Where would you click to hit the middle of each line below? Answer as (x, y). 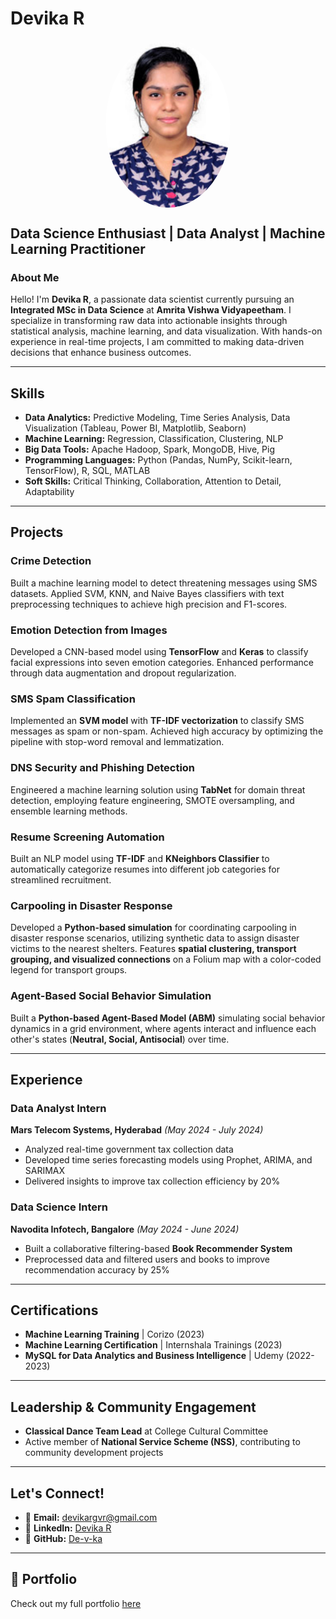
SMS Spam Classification (73, 699)
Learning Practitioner (78, 248)
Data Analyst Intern (58, 1108)
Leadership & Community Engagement (133, 1407)
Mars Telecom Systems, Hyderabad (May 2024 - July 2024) (137, 1130)
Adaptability (49, 492)
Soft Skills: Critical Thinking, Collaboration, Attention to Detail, (153, 481)
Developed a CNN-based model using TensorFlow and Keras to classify (159, 652)
